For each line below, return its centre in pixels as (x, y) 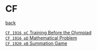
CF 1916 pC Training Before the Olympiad (48, 32)
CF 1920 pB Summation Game (36, 43)
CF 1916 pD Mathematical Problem (41, 38)
